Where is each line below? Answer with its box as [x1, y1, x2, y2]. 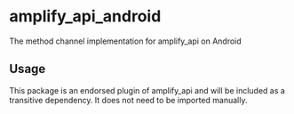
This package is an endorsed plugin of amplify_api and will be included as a [9, 85, 286, 95]
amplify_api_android [9, 6, 162, 27]
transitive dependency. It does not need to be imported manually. [9, 94, 248, 105]
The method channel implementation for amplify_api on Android [9, 36, 242, 46]
